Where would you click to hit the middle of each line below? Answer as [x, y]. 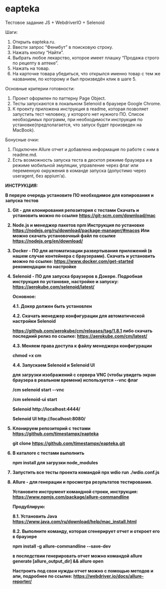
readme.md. [25, 155]
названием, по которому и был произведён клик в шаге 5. [74, 79]
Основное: [24, 296]
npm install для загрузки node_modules [55, 462]
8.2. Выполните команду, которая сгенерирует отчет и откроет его [86, 531]
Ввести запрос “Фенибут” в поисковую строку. [63, 47]
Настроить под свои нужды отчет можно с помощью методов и [83, 571]
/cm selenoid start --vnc [38, 390]
